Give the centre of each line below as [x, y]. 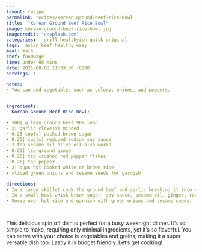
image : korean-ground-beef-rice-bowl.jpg [59, 29]
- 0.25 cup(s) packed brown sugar [50, 134]
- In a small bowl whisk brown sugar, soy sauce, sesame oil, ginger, [96, 195]
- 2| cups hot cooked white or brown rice [60, 167]
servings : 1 [21, 74]
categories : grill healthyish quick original [67, 40]
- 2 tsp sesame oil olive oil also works [59, 145]
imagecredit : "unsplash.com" [43, 34]
